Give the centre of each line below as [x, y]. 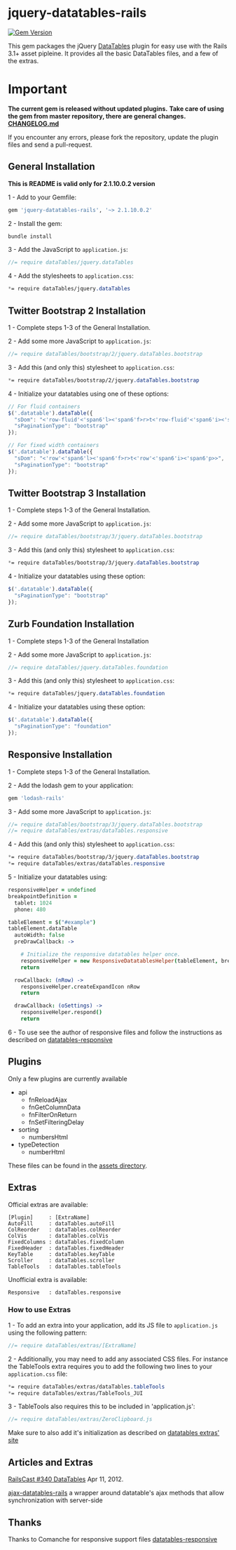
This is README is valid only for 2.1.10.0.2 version [82, 183]
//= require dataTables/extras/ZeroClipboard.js [80, 1419]
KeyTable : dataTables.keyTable [61, 1254]
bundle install [30, 236]
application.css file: [38, 1374]
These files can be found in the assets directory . [78, 1165]
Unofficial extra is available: [48, 1279]
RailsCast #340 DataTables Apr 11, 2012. [66, 1479]
